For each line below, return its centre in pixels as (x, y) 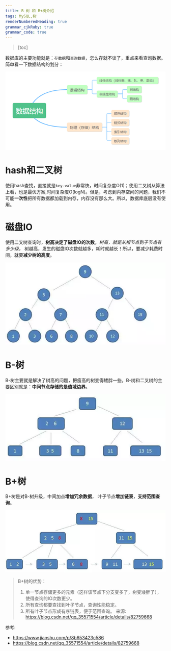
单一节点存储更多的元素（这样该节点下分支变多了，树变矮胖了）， (93, 592)
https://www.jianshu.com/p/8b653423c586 (58, 637)
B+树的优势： (32, 581)
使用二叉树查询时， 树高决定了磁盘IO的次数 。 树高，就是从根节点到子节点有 (83, 242)
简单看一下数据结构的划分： (34, 64)
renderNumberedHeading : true (36, 21)
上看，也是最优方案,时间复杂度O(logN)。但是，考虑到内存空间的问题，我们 (83, 192)
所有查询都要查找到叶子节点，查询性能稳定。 (72, 605)
